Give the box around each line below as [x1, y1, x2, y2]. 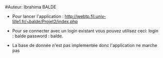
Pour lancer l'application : [12, 14, 64, 19]
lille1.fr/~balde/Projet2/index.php [12, 19, 78, 24]
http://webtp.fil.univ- [64, 14, 106, 19]
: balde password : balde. [12, 33, 63, 39]
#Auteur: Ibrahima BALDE [5, 4, 57, 10]
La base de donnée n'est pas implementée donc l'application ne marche [12, 43, 158, 48]
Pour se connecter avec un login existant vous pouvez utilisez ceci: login [12, 28, 159, 33]
